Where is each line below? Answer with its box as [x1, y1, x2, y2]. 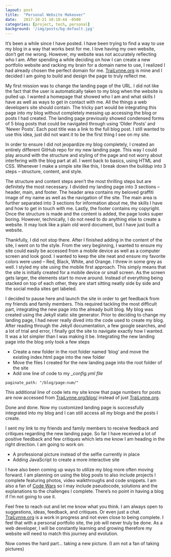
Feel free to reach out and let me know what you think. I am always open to [5, 503, 163, 510]
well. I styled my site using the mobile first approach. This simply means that [5, 264, 166, 270]
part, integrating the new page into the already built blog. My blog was [5, 306, 153, 312]
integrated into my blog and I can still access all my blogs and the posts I [5, 410, 158, 416]
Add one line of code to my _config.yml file [12, 370, 103, 377]
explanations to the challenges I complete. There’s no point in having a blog [5, 488, 164, 494]
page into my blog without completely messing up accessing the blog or [5, 110, 157, 116]
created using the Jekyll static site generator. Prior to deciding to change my [5, 312, 166, 318]
